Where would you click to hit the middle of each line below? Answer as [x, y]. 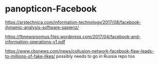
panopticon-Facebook [51, 9]
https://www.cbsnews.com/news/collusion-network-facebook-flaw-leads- [79, 51]
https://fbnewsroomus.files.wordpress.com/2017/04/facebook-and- [73, 37]
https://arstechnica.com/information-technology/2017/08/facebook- [73, 22]
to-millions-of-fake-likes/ [30, 56]
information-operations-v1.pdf [35, 41]
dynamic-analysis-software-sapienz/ [42, 27]
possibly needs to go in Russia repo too [95, 56]
